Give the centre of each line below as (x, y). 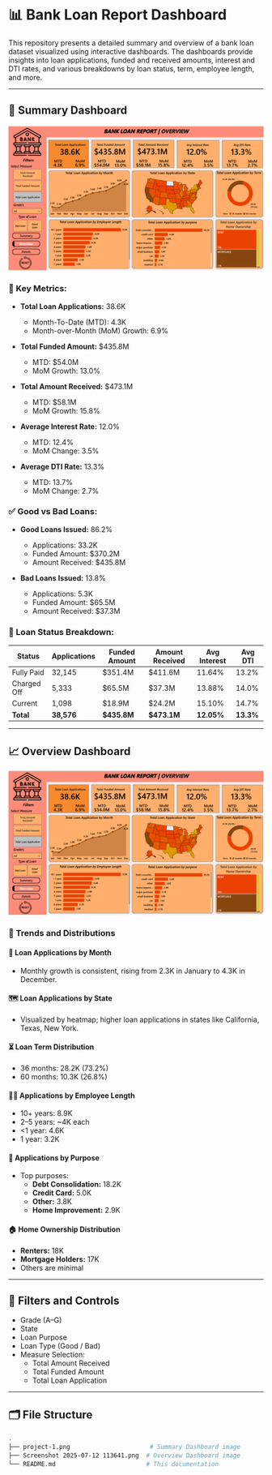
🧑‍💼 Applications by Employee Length (72, 1096)
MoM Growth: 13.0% (66, 371)
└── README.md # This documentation (114, 1464)
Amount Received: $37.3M (76, 611)
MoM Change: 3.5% (66, 451)
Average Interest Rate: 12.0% (70, 427)
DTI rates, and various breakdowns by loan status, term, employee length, (132, 68)
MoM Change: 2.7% (66, 491)
